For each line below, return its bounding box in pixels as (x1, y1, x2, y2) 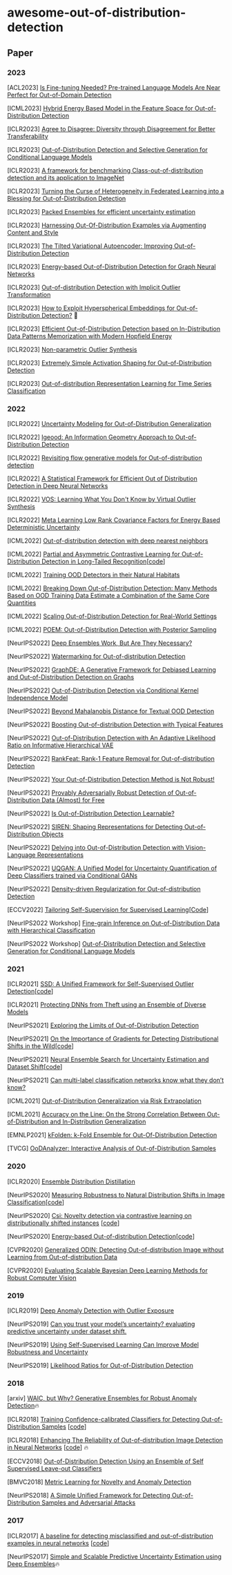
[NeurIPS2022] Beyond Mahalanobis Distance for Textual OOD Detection (7, 707, 215, 715)
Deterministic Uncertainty (7, 523, 81, 532)
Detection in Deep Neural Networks (7, 482, 108, 490)
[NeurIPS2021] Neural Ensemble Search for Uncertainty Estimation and (7, 1055, 209, 1064)
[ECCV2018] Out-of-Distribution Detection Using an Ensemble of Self (7, 1457, 204, 1465)
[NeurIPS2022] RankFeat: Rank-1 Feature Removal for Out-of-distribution (7, 755, 215, 763)
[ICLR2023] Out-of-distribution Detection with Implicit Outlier (7, 283, 181, 291)
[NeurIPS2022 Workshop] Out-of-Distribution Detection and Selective (7, 940, 206, 948)
